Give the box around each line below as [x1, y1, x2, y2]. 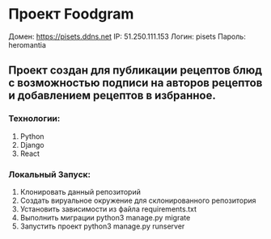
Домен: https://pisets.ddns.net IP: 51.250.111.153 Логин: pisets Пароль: [8, 31, 247, 41]
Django [19, 140, 44, 149]
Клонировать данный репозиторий [19, 187, 142, 196]
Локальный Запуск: [8, 169, 91, 180]
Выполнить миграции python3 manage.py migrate [19, 212, 191, 222]
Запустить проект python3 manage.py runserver [19, 221, 185, 231]
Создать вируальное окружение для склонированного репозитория [19, 195, 256, 205]
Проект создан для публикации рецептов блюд [8, 64, 263, 78]
